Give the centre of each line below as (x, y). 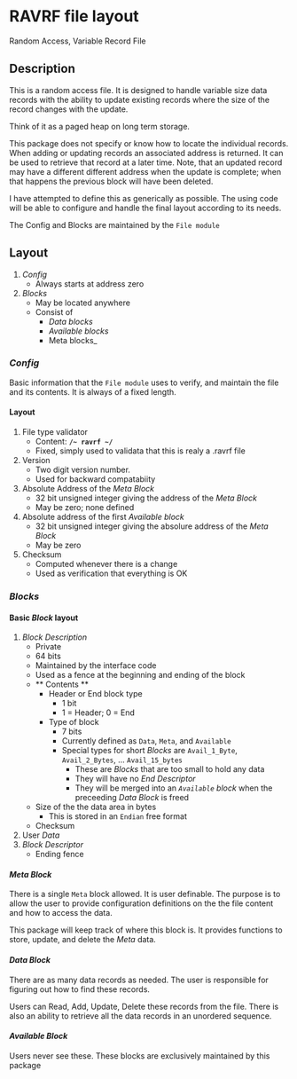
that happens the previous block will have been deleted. (111, 181)
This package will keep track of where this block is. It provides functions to (146, 930)
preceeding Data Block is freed (132, 798)
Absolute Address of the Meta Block (88, 489)
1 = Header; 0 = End (98, 713)
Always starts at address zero (90, 284)
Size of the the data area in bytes (96, 807)
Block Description (54, 637)
